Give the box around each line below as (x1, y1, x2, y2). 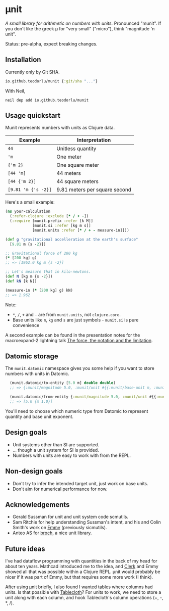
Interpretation (77, 136, 111, 144)
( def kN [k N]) (5, 278, 37, 284)
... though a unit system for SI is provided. (12, 447, 99, 453)
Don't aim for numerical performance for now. (12, 486, 108, 492)
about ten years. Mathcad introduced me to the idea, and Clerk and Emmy (5, 563, 158, 570)
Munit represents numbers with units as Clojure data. (5, 125, 115, 131)
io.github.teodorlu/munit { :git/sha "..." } (5, 78, 98, 84)
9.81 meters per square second (56, 186, 132, 193)
